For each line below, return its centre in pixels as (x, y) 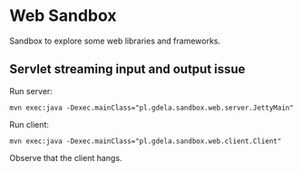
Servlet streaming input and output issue (127, 69)
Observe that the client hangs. (66, 158)
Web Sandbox (63, 16)
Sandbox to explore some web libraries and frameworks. (115, 41)
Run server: (31, 91)
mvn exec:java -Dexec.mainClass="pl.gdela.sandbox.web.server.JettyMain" (152, 108)
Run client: (29, 124)
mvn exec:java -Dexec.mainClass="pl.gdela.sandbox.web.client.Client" (146, 141)
